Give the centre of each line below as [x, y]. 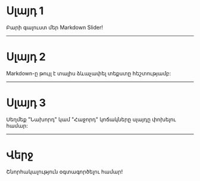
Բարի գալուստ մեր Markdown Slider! [54, 27]
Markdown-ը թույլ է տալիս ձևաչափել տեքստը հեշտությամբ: [89, 73]
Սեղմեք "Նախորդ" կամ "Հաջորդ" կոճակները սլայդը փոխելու [91, 119]
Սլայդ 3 [26, 103]
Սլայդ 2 [26, 57]
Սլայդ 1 [25, 11]
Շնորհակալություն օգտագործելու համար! [65, 172]
